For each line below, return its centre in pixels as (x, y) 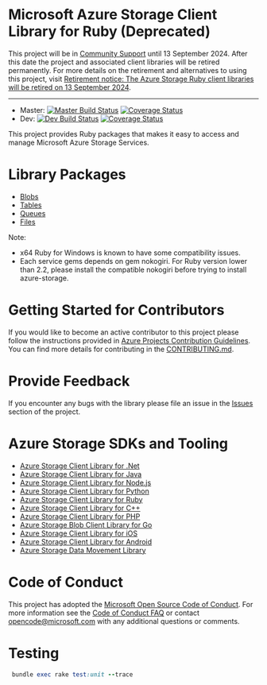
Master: (32, 110)
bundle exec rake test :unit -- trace (72, 674)
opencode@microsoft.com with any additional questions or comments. (124, 621)
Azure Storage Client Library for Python (84, 491)
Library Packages (67, 174)
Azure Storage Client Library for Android (86, 541)
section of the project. (44, 412)
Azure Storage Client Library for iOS (78, 533)
